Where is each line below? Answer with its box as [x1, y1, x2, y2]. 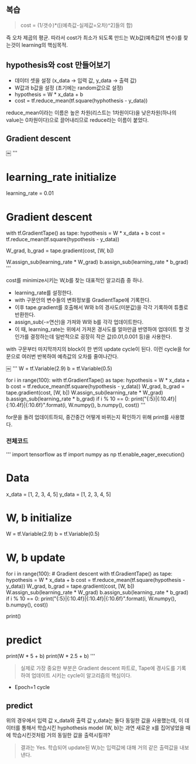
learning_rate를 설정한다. [14, 289, 73, 296]
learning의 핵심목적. [21, 41, 68, 48]
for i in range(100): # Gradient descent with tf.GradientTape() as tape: [6, 570, 173, 577]
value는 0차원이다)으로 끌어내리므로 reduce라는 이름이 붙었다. [6, 116, 149, 124]
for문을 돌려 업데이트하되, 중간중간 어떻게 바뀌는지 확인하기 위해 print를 [6, 414, 169, 421]
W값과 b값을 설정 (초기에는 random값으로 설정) [14, 84, 123, 91]
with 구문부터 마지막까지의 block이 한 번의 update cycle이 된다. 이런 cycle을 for [6, 345, 190, 352]
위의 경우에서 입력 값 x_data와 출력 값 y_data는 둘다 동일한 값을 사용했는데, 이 [6, 717, 184, 724]
